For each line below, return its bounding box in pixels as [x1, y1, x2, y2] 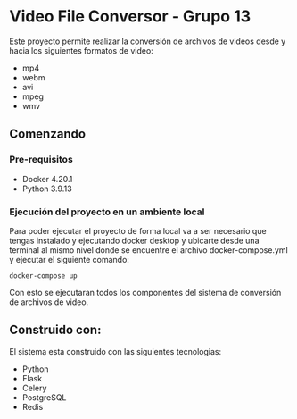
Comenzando [9, 127, 87, 142]
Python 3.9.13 [21, 183, 73, 194]
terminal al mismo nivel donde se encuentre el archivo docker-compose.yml [9, 244, 288, 256]
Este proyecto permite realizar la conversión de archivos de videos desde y [9, 36, 286, 46]
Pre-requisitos [9, 154, 73, 166]
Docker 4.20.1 [21, 173, 73, 184]
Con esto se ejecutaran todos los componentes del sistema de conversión [9, 287, 282, 297]
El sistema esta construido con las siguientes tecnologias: [9, 346, 221, 356]
